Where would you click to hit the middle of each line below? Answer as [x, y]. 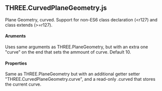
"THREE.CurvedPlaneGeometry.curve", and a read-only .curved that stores [80, 79]
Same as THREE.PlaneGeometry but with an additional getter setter [73, 74]
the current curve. [23, 84]
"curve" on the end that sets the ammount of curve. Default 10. [68, 52]
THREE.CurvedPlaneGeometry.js [56, 8]
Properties [16, 63]
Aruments [15, 36]
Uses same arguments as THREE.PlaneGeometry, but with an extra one [77, 47]
